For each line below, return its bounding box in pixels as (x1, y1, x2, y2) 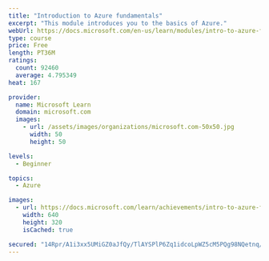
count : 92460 (15, 64, 59, 72)
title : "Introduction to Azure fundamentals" (8, 11, 163, 20)
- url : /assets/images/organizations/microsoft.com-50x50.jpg (22, 123, 235, 131)
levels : (8, 152, 34, 160)
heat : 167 (8, 78, 42, 86)
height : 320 (22, 218, 62, 227)
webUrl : (8, 26, 34, 34)
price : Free (8, 42, 48, 50)
